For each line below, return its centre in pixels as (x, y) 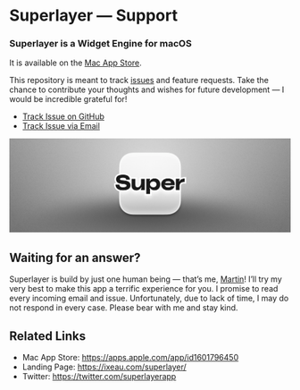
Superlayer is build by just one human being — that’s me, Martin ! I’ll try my (146, 279)
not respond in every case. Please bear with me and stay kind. (124, 308)
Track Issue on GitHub (63, 116)
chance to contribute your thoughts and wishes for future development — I (147, 89)
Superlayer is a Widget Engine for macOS (100, 44)
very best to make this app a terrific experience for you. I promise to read (144, 289)
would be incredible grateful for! (68, 99)
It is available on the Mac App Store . (76, 63)
